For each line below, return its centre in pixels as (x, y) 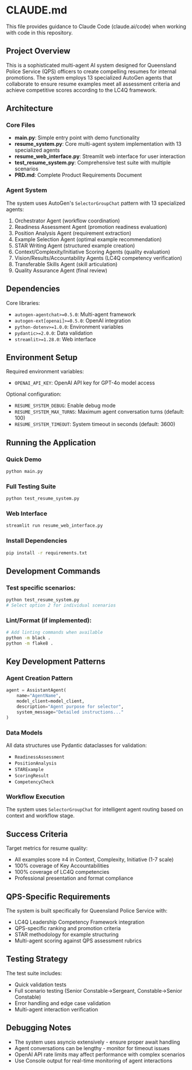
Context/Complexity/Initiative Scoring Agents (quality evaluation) (92, 252)
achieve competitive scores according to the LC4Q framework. (81, 90)
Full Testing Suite (31, 486)
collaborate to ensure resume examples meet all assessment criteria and (93, 84)
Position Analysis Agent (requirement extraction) (73, 233)
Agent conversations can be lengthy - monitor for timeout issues (92, 1048)
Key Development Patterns (56, 662)
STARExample (29, 770)
